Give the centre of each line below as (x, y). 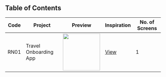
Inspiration (118, 25)
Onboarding (40, 52)
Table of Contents (33, 8)
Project (42, 25)
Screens (147, 28)
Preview (82, 25)
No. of (147, 22)
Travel (33, 45)
